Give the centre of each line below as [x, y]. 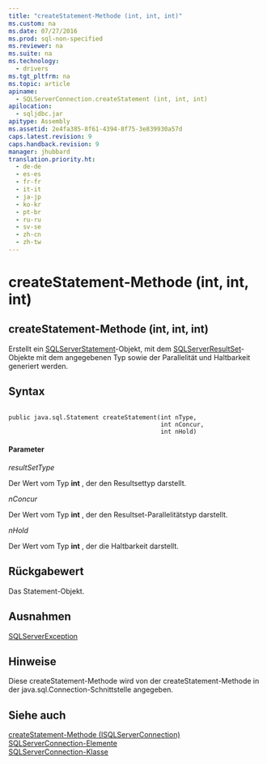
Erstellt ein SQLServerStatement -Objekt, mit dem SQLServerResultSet [125, 349]
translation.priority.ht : [52, 159]
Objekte [21, 357]
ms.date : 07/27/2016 [43, 31]
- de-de [29, 167]
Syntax [27, 391]
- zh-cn [29, 235]
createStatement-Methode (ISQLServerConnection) [94, 735]
